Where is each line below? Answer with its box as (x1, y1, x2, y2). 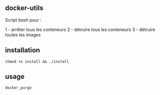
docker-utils (5, 4, 44, 12)
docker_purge (5, 86, 32, 91)
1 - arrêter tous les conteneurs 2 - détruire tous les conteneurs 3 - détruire (5, 27, 156, 32)
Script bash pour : (5, 17, 42, 23)
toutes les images (5, 32, 41, 37)
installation (5, 46, 40, 55)
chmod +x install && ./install (5, 59, 69, 64)
